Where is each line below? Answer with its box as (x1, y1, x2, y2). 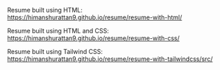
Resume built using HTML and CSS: (7, 27, 110, 35)
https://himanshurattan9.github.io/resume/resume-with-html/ (7, 13, 183, 21)
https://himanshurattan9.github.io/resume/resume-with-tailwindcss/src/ (7, 55, 213, 63)
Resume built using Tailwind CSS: (7, 48, 103, 55)
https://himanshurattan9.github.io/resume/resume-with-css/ (7, 34, 180, 42)
